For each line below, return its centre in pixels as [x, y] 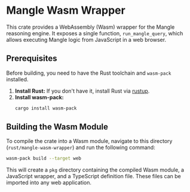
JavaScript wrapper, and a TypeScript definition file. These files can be [94, 176]
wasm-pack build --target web [44, 159]
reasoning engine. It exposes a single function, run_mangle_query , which [95, 33]
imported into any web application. [49, 182]
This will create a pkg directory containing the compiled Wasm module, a [95, 170]
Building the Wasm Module [57, 127]
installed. [17, 79]
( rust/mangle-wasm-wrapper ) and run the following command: [81, 148]
